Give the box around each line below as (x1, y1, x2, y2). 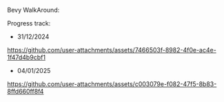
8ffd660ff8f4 (7, 88, 44, 95)
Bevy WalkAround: (7, 6, 60, 14)
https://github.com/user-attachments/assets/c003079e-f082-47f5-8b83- (7, 80, 217, 88)
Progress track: (7, 19, 51, 27)
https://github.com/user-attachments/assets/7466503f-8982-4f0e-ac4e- (7, 46, 217, 54)
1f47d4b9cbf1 (7, 53, 46, 61)
